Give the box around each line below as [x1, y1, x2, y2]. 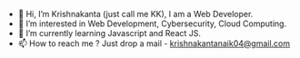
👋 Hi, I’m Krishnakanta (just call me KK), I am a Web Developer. [17, 9, 254, 19]
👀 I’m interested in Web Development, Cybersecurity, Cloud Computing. [17, 18, 287, 29]
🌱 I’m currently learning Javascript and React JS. [17, 28, 202, 38]
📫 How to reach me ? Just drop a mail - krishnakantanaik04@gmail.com [17, 38, 291, 49]
